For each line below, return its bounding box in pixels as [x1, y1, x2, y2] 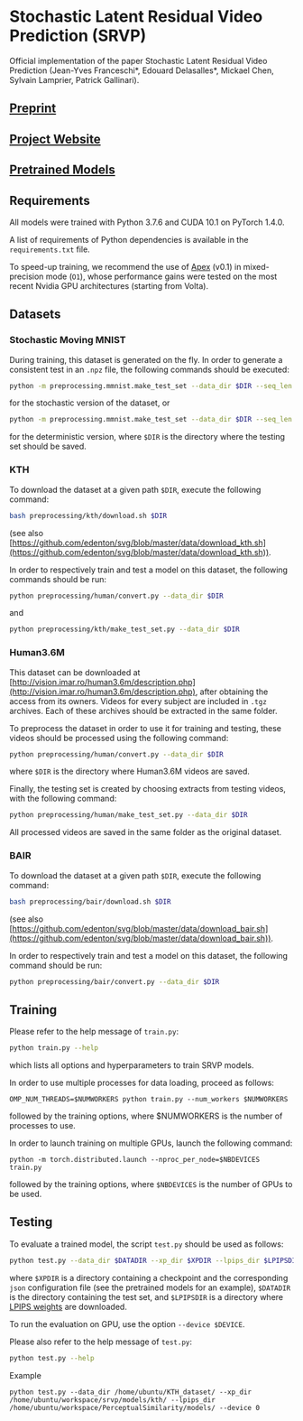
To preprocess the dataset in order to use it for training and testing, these [9, 722, 282, 733]
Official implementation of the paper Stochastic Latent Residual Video [9, 55, 268, 66]
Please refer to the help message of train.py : [9, 1026, 179, 1037]
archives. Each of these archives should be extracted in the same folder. [9, 705, 278, 716]
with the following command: [9, 793, 117, 804]
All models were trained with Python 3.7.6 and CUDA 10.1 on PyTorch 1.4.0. [9, 217, 285, 228]
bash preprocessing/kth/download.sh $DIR [9, 511, 168, 520]
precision [9, 271, 44, 282]
